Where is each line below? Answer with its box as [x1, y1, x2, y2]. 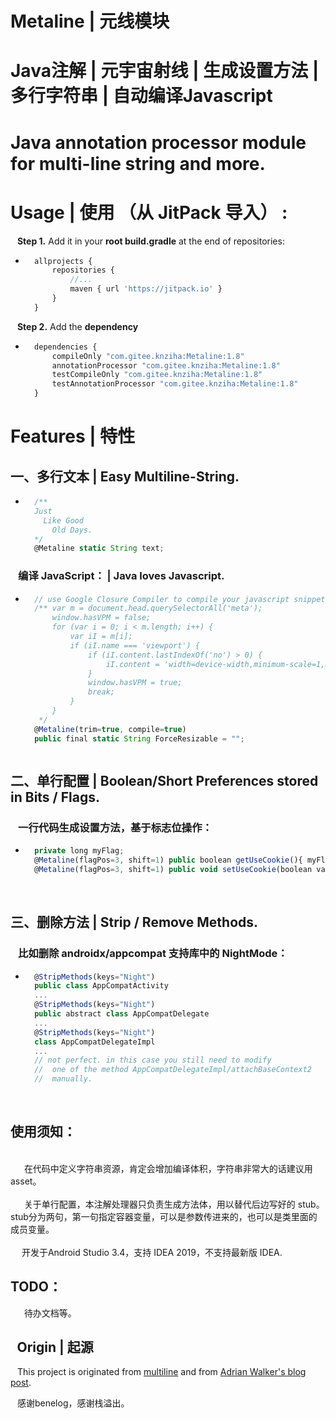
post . [10, 1377, 32, 1389]
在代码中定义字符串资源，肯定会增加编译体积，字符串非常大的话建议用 [23, 1162, 313, 1174]
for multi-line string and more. [10, 152, 266, 175]
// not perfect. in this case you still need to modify [34, 1055, 272, 1066]
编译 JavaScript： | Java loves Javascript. [18, 569, 225, 583]
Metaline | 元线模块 [10, 10, 170, 33]
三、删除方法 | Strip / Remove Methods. [10, 914, 259, 931]
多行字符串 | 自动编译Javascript [10, 85, 273, 107]
